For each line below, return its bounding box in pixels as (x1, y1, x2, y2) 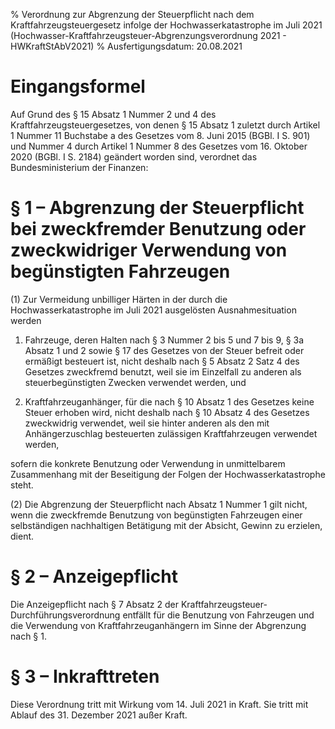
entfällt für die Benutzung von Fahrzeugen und (122, 609, 315, 621)
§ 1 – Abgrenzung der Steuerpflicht (10, 197, 305, 219)
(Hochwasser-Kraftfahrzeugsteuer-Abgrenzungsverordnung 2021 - (10, 30, 287, 41)
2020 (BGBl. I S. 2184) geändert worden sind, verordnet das (10, 150, 258, 163)
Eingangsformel (10, 75, 146, 98)
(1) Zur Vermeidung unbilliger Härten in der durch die (10, 293, 228, 305)
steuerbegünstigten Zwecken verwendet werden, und (24, 376, 247, 388)
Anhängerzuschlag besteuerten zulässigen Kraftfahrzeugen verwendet (24, 427, 318, 439)
